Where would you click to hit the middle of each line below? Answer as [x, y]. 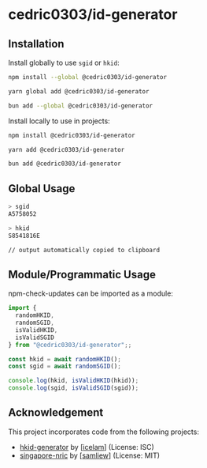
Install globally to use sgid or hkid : [64, 62]
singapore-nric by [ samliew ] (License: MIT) [89, 455]
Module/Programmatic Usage [82, 274]
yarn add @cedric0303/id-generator [67, 149]
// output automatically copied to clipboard [84, 250]
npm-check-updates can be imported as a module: [91, 293]
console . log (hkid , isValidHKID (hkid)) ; [74, 381]
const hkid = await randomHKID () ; [65, 359]
